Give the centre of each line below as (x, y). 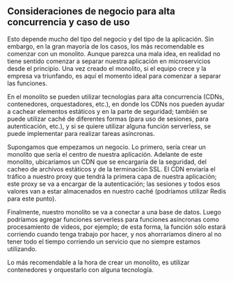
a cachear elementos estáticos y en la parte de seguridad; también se (107, 111)
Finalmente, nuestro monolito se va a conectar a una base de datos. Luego (114, 212)
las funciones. (27, 83)
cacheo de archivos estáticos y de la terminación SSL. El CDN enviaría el (111, 169)
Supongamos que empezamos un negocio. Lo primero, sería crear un (107, 147)
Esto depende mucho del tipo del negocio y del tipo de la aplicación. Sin (111, 39)
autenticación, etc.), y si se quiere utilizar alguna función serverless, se (109, 126)
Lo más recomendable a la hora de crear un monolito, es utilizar (98, 262)
